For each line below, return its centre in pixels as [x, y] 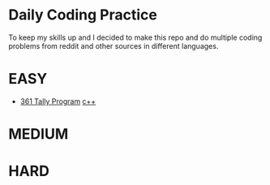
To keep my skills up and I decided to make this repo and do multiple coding [135, 37]
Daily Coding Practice [83, 15]
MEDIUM [39, 134]
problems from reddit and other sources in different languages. [114, 45]
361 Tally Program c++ [58, 101]
